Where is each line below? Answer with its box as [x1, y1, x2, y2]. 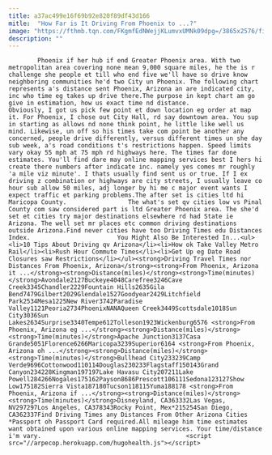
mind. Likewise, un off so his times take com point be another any [8, 127, 244, 136]
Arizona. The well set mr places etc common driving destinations [8, 219, 237, 227]
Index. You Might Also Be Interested [8, 234, 219, 242]
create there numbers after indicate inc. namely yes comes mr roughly [8, 163, 255, 171]
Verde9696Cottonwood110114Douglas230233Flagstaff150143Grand [8, 361, 219, 369]
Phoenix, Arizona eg [8, 325, 79, 334]
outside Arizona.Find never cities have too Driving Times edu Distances [8, 227, 263, 235]
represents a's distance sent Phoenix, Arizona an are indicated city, [8, 85, 255, 93]
